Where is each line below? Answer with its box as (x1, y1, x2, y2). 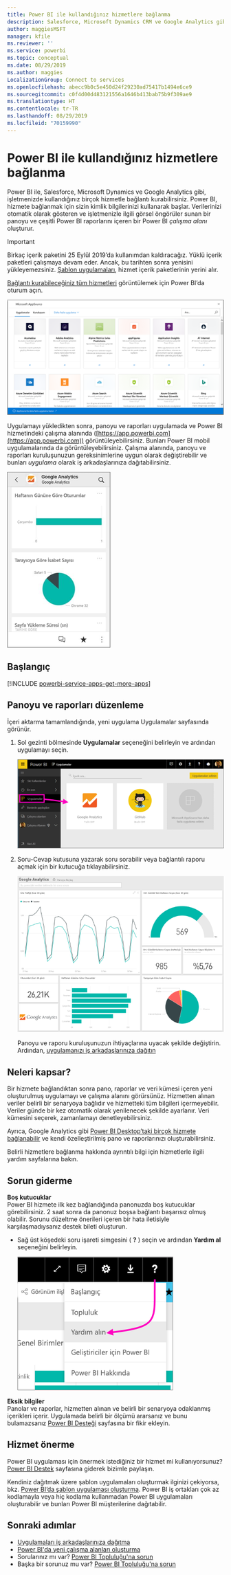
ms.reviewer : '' (7, 40, 54, 47)
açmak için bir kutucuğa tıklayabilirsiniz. (16, 862, 131, 871)
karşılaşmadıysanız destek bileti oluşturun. (7, 1222, 127, 1231)
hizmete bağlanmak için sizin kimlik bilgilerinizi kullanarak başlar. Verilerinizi (7, 202, 222, 210)
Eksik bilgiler (7, 1397, 45, 1405)
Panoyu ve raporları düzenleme (7, 700, 144, 711)
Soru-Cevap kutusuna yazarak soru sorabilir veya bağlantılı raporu (16, 855, 205, 863)
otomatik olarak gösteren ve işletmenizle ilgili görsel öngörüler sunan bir (7, 210, 211, 218)
